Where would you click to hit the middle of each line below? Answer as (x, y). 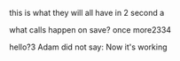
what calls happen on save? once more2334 (90, 30)
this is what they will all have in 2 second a (87, 13)
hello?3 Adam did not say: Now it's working (88, 47)
